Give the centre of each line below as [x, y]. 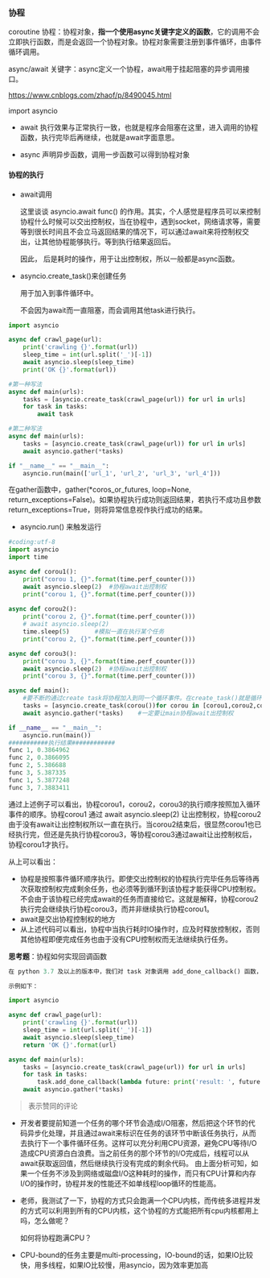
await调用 [36, 194]
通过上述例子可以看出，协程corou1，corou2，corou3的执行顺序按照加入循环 [135, 804]
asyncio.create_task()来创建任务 [73, 276]
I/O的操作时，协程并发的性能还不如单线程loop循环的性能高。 [120, 1183]
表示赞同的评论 [53, 1106]
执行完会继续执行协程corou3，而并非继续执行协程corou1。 [117, 909]
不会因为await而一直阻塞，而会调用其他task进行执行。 [110, 310]
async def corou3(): [43, 654]
